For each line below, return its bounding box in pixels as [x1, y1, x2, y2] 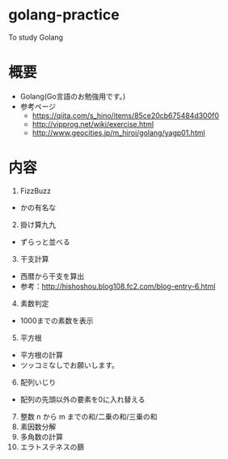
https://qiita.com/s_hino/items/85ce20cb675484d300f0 [32, 111, 220, 120]
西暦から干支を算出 [19, 271, 85, 280]
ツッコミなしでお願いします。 [19, 360, 119, 369]
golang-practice [8, 6, 120, 24]
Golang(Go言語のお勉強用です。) [19, 91, 126, 101]
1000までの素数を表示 [19, 315, 94, 325]
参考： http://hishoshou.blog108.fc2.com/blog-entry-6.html [19, 281, 216, 291]
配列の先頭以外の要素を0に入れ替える [19, 394, 146, 404]
